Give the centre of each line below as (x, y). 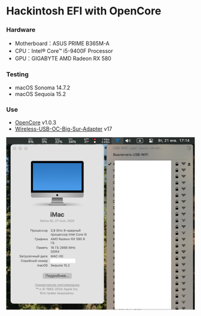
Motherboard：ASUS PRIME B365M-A (62, 44)
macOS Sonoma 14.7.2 (42, 88)
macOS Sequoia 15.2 (40, 94)
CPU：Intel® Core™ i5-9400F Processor (64, 51)
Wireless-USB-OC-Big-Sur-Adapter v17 (63, 129)
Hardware (21, 30)
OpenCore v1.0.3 (36, 123)
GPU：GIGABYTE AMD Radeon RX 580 (63, 59)
